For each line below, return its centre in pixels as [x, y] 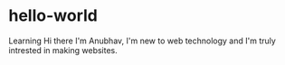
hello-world [53, 16]
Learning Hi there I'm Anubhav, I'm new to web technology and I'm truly [142, 41]
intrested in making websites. [63, 50]
